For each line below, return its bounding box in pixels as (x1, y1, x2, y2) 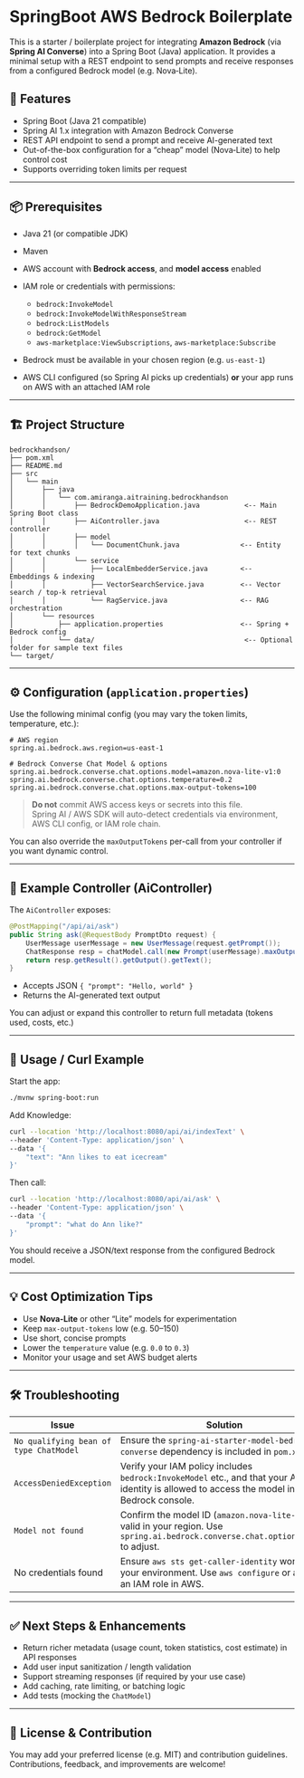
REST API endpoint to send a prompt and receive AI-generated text (22, 134, 273, 146)
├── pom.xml (9, 454, 54, 463)
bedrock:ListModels (35, 319, 110, 328)
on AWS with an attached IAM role (22, 381, 151, 392)
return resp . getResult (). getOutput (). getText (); (25, 955, 213, 965)
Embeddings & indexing (9, 572, 95, 581)
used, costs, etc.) (9, 1017, 74, 1028)
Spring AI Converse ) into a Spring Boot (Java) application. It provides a (9, 45, 276, 56)
